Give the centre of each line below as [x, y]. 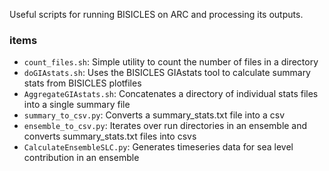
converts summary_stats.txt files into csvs [110, 136]
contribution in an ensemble [81, 158]
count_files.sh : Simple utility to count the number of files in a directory [171, 62]
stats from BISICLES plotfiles [82, 83]
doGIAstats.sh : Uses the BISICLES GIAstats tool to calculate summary [167, 73]
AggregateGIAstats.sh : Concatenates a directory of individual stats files [171, 94]
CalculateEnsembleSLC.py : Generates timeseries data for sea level [158, 147]
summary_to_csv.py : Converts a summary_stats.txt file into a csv [154, 115]
